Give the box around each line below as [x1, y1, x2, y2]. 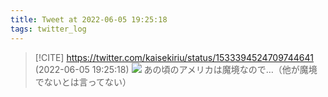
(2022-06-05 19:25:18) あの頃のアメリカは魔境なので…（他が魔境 [34, 63, 318, 75]
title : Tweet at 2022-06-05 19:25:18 [10, 14, 168, 25]
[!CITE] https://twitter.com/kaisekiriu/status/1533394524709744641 [34, 51, 314, 63]
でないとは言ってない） [34, 76, 132, 88]
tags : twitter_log [10, 24, 87, 34]
